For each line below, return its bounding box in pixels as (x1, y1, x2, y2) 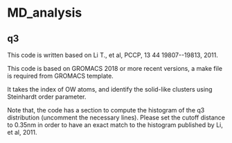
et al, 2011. (7, 128, 37, 136)
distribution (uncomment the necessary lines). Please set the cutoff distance (7, 113, 226, 121)
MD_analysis (7, 5, 82, 21)
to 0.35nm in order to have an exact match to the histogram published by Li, (7, 121, 223, 129)
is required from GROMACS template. (7, 71, 114, 80)
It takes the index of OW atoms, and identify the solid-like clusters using (7, 85, 213, 93)
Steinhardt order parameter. (7, 92, 87, 101)
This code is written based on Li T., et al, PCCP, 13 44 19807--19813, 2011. (7, 51, 218, 59)
